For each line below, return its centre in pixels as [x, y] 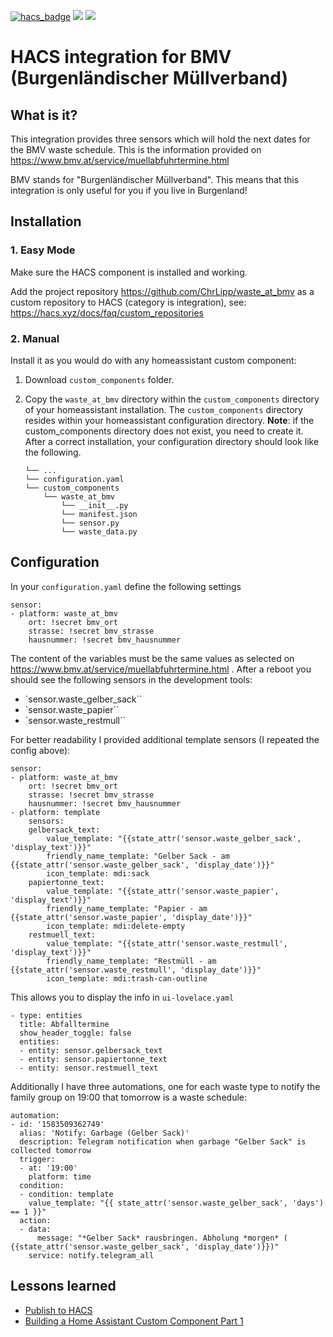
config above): [40, 750]
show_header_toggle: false [75, 1033]
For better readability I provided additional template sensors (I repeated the [165, 739]
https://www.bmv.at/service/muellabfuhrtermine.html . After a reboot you [161, 669]
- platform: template [55, 812]
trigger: [37, 1159]
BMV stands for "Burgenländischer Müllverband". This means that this [155, 179]
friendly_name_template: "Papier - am [127, 908]
